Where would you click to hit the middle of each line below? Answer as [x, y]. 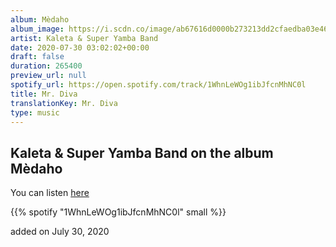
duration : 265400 [46, 66]
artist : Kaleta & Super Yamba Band [84, 38]
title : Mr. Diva [44, 94]
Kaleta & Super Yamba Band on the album [142, 152]
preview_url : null [48, 76]
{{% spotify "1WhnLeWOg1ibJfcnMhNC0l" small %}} [118, 212]
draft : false [37, 57]
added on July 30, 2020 [60, 232]
